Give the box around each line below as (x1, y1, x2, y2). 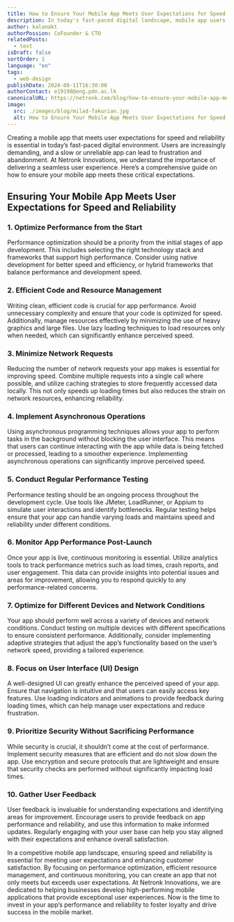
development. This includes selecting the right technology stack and (7, 246, 204, 254)
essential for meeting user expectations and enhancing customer (7, 856, 194, 864)
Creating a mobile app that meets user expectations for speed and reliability (7, 133, 225, 142)
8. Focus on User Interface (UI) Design (7, 664, 139, 673)
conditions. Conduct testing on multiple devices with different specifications (7, 624, 226, 632)
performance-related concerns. (7, 583, 98, 591)
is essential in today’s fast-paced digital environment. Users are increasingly (7, 140, 226, 149)
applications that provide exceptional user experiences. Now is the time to (7, 893, 220, 901)
